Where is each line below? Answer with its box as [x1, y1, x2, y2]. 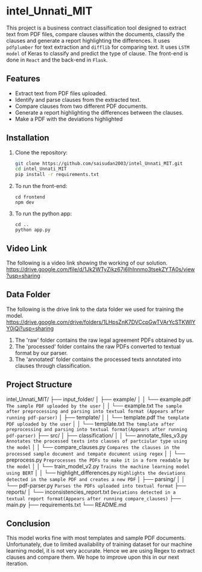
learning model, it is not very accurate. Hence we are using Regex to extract [6, 547, 195, 555]
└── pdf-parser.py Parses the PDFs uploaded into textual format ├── [6, 482, 186, 489]
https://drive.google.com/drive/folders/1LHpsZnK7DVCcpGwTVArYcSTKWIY [6, 318, 196, 325]
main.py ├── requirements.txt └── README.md [6, 501, 127, 508]
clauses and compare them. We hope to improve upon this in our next [6, 553, 180, 561]
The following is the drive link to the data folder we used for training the [6, 306, 184, 313]
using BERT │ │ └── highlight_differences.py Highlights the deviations [6, 469, 186, 476]
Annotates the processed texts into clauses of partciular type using [6, 438, 188, 444]
